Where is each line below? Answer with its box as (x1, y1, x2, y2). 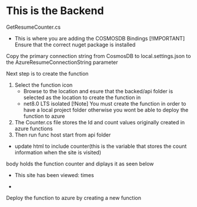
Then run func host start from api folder (14, 131, 111, 138)
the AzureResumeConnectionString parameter (6, 59, 119, 66)
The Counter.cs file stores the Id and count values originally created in (14, 118, 185, 125)
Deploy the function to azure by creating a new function (6, 194, 142, 201)
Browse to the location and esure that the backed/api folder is (23, 87, 173, 94)
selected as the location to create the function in (23, 94, 141, 101)
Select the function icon (14, 81, 73, 89)
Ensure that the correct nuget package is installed (14, 41, 136, 48)
